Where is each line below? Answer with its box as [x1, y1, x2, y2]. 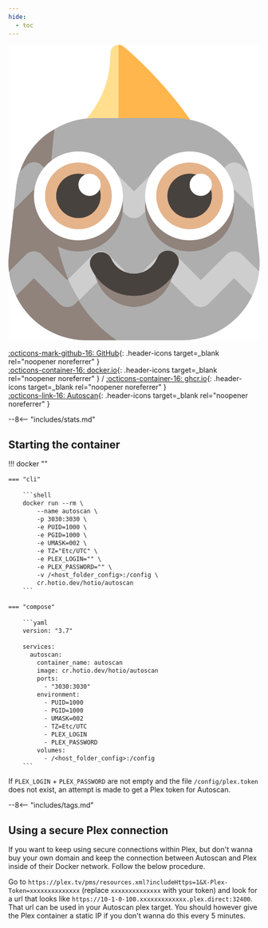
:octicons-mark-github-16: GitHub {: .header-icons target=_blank [8, 348, 219, 358]
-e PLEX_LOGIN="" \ [37, 555, 102, 564]
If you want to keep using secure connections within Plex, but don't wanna [8, 845, 254, 855]
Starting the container [8, 438, 120, 451]
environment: [37, 690, 81, 699]
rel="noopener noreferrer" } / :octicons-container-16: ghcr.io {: [8, 374, 213, 383]
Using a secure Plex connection [8, 824, 169, 837]
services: [22, 643, 56, 651]
